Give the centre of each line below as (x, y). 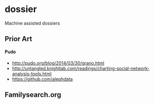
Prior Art (18, 39)
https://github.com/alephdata (42, 79)
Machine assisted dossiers (32, 23)
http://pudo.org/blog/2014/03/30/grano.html (58, 63)
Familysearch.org (33, 95)
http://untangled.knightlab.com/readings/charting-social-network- (81, 68)
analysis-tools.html (32, 73)
